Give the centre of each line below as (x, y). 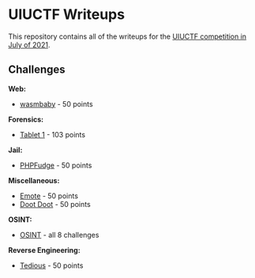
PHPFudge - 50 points (56, 165)
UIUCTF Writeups (66, 15)
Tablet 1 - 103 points (52, 134)
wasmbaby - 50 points (56, 103)
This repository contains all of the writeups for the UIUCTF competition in (127, 36)
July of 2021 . (29, 44)
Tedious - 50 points (51, 265)
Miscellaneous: (34, 180)
